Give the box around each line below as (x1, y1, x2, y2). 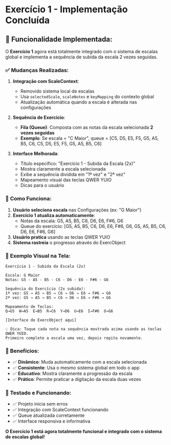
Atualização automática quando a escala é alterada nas (20, 99, 137, 105)
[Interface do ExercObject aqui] (5, 317, 77, 323)
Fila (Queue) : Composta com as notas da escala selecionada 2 (20, 124, 154, 131)
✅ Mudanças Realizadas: (5, 67, 69, 74)
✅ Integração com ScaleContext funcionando (12, 407, 109, 413)
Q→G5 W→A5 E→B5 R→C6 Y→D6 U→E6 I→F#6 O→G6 (5, 308, 114, 313)
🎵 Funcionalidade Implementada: (5, 35, 113, 44)
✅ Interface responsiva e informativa (12, 418, 91, 425)
